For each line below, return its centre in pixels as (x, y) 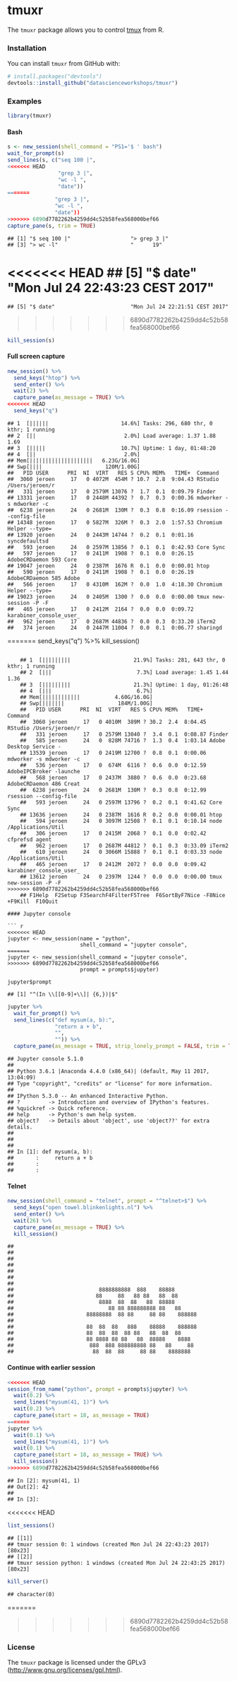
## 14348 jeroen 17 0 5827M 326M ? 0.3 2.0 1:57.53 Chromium (115, 522)
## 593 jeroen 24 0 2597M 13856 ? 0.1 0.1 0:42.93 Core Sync (116, 547)
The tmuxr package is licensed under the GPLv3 (77, 1662)
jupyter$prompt (30, 982)
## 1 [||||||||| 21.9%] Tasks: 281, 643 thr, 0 (123, 660)
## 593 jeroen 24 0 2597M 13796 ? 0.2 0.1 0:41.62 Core (121, 802)
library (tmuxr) (30, 116)
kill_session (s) (31, 340)
